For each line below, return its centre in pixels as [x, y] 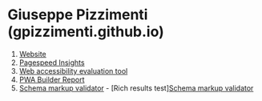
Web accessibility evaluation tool [73, 71]
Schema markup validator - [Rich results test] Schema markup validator [136, 88]
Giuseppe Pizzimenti [78, 15]
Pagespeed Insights [52, 63]
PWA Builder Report [52, 79]
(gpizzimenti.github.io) [86, 32]
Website [33, 54]
